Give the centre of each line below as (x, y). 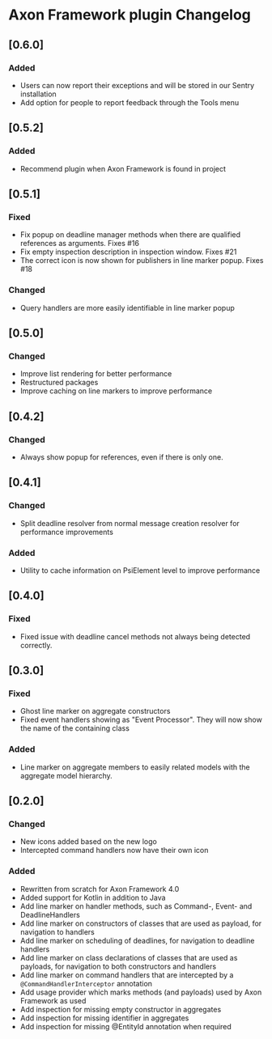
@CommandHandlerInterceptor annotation (86, 983)
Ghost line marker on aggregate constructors (95, 711)
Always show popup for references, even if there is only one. (122, 457)
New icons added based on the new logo (89, 842)
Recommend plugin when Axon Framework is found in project (123, 168)
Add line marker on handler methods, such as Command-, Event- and (136, 906)
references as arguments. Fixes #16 (80, 244)
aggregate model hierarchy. (66, 775)
